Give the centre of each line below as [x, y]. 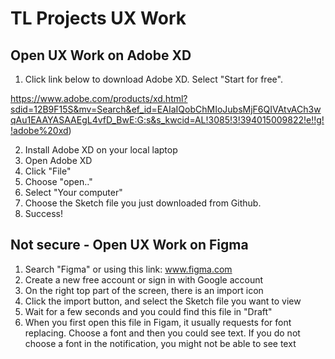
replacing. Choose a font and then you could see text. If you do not [162, 333]
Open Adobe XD [58, 160]
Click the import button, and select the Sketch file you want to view [163, 301]
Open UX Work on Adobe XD [101, 55]
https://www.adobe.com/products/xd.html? [99, 98]
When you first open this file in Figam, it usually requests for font [158, 322]
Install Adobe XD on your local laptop [101, 150]
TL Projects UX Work [98, 18]
